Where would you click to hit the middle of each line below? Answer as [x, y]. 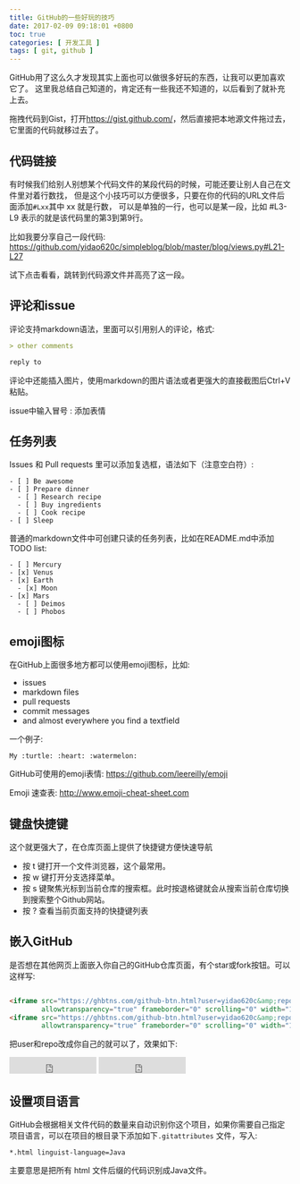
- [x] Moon [37, 588]
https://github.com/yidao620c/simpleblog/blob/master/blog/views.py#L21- [147, 246]
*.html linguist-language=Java [67, 1153]
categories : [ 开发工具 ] [55, 43]
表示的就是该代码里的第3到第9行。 [84, 217]
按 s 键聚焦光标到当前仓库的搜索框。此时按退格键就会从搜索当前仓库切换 [156, 888]
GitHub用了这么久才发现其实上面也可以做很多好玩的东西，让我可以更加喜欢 [147, 78]
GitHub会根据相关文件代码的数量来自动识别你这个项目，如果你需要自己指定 [147, 1125]
